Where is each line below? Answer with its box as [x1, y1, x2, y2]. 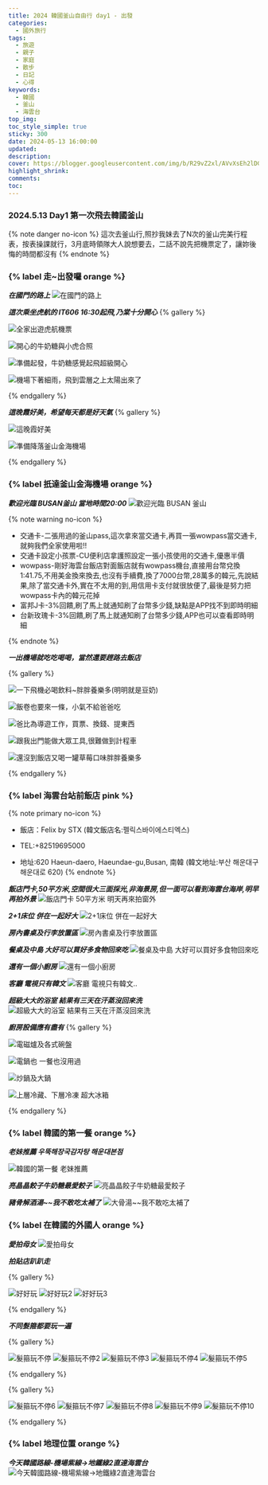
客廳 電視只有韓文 [8, 979, 66, 988]
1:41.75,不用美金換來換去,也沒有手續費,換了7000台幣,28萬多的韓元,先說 [19, 570, 252, 580]
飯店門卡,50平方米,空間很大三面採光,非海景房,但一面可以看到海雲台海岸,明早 [8, 884, 259, 893]
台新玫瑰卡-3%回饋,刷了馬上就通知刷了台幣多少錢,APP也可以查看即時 [19, 610, 248, 619]
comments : [8, 174, 41, 183]
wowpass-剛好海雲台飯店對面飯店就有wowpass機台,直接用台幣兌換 [19, 561, 241, 570]
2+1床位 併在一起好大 [8, 911, 78, 920]
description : [8, 152, 52, 160]
